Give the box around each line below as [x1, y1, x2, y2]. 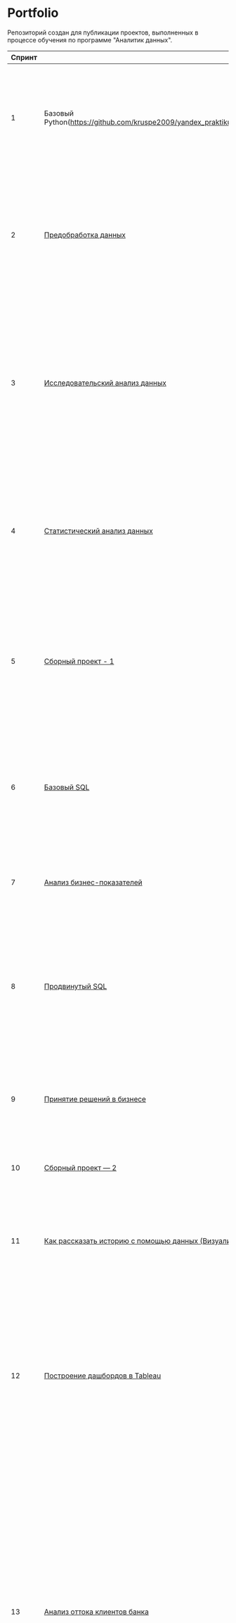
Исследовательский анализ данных [44, 378, 166, 388]
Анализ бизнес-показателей [44, 877, 143, 887]
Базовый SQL [44, 782, 90, 792]
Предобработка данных [44, 230, 126, 240]
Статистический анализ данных [44, 526, 153, 536]
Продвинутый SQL [44, 981, 107, 991]
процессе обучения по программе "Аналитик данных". [7, 35, 173, 44]
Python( [44, 117, 71, 127]
